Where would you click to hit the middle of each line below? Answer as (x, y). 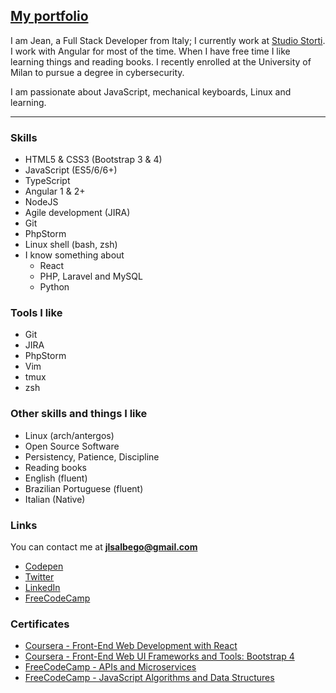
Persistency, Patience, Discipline (92, 456)
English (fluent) (56, 478)
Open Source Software (72, 446)
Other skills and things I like (79, 414)
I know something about (74, 255)
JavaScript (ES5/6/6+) (71, 170)
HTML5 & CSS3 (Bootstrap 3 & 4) (93, 160)
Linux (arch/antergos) (69, 435)
